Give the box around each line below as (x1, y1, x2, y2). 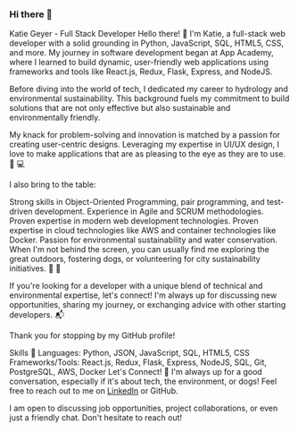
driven (9, 206, 33, 217)
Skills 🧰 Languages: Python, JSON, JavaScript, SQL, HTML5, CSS (9, 348, 250, 359)
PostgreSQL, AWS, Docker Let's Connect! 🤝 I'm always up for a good (9, 367, 263, 377)
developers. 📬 (9, 309, 65, 320)
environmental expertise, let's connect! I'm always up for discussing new (9, 290, 277, 301)
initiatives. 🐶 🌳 (9, 263, 62, 274)
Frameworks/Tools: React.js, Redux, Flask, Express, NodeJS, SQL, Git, (9, 357, 268, 368)
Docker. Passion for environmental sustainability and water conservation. (9, 234, 278, 245)
